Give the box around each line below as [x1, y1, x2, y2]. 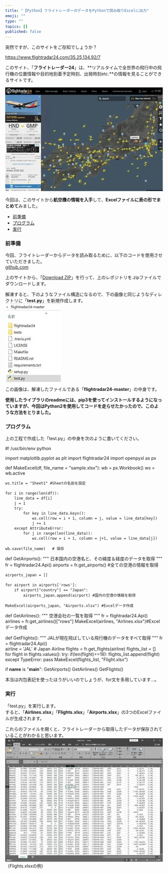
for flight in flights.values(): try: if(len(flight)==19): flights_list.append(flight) [5, 651, 160, 658]
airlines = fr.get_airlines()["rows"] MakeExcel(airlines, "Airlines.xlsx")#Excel [5, 618, 160, 624]
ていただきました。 [5, 259, 45, 265]
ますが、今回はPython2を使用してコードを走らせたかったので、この [13, 403, 154, 409]
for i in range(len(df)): [5, 491, 59, 496]
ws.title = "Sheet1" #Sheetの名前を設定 [5, 481, 86, 486]
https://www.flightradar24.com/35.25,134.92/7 [5, 54, 101, 60]
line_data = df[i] [14, 496, 52, 501]
